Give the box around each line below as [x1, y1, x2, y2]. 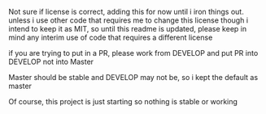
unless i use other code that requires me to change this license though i [8, 15, 249, 25]
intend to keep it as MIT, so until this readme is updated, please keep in [8, 24, 246, 33]
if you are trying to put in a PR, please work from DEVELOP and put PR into [8, 49, 259, 57]
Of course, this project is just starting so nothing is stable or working [8, 97, 238, 106]
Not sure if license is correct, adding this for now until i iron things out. [8, 7, 244, 16]
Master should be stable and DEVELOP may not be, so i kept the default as [8, 73, 259, 82]
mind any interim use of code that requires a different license [8, 32, 213, 42]
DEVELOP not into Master [8, 57, 94, 66]
